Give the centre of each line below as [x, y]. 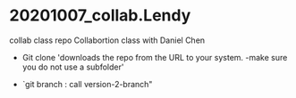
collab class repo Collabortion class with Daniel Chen [107, 40]
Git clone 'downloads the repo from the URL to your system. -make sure [155, 57]
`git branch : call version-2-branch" [87, 84]
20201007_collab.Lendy [100, 16]
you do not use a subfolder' [73, 67]
